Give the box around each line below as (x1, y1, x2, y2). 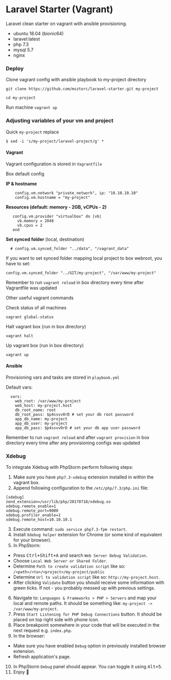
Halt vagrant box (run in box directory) (6, 323, 86, 329)
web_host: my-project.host (15, 403, 72, 408)
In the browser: (13, 633, 45, 639)
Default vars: (6, 384, 33, 390)
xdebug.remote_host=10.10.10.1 (6, 517, 72, 523)
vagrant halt (6, 333, 34, 338)
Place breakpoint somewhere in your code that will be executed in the (13, 622, 160, 628)
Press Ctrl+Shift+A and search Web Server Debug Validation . (13, 552, 148, 558)
